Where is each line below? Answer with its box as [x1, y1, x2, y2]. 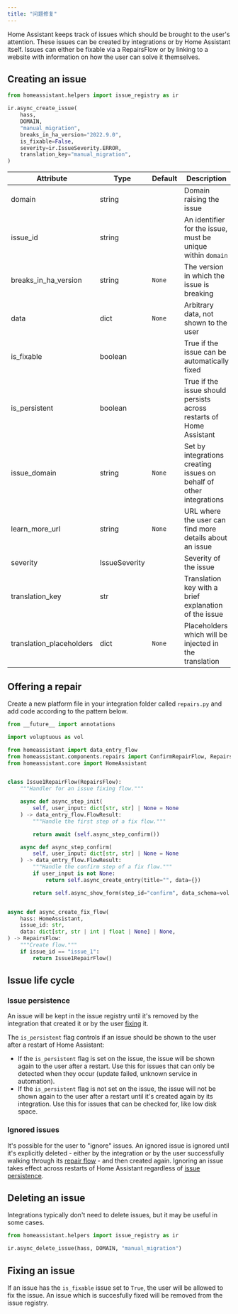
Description [186, 173, 227, 183]
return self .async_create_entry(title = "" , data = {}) [45, 876, 201, 883]
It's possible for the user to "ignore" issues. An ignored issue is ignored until [7, 1141, 229, 1150]
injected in [183, 639, 219, 649]
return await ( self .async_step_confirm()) [33, 831, 160, 838]
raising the [183, 195, 220, 205]
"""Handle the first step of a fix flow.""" [33, 818, 166, 825]
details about [183, 533, 228, 543]
